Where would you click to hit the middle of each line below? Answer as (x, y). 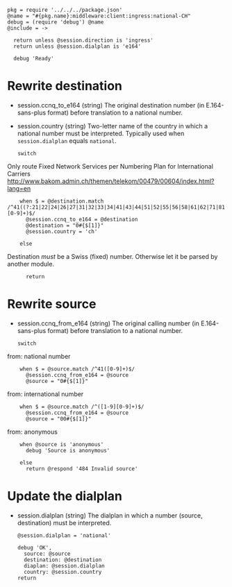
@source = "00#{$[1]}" (58, 419)
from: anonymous (32, 432)
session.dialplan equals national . (67, 141)
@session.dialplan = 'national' (64, 535)
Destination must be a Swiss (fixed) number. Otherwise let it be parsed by (113, 256)
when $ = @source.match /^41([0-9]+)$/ (77, 369)
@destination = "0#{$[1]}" (65, 226)
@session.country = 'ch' (61, 231)
